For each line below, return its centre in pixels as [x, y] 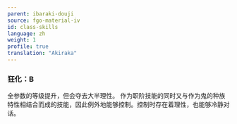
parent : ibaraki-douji [41, 14]
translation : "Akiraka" [42, 54]
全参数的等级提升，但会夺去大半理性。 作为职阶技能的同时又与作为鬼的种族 [116, 96]
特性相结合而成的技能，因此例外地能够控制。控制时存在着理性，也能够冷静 [115, 105]
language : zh [26, 33]
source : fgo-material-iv [44, 20]
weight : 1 [22, 40]
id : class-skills [33, 27]
